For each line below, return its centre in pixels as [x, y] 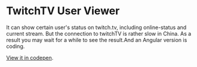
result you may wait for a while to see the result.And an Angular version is [97, 40]
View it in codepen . [30, 58]
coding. [16, 46]
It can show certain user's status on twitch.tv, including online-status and [96, 27]
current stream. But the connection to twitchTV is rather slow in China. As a [99, 33]
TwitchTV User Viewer [63, 11]
